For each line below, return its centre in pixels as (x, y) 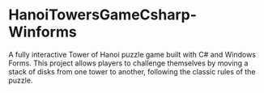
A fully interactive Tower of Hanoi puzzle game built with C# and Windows (132, 54)
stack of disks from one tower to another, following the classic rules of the (132, 71)
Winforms (43, 32)
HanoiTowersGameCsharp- (102, 15)
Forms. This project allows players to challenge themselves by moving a (128, 63)
